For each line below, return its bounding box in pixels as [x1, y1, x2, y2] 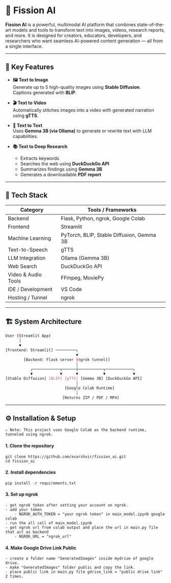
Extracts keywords [20, 155, 60, 161]
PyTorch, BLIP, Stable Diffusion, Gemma [61, 231, 156, 238]
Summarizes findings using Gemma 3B [20, 166, 103, 172]
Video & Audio [8, 271, 42, 278]
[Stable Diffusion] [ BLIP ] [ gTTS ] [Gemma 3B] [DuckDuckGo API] [5, 376, 142, 381]
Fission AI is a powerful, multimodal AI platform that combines [5, 21, 136, 28]
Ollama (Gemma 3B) [61, 254, 109, 261]
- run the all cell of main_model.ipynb [5, 521, 93, 526]
